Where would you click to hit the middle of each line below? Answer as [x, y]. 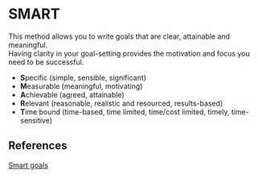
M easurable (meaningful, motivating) [81, 86]
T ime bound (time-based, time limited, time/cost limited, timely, [125, 112]
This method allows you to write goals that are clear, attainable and [119, 36]
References [38, 146]
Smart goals [28, 165]
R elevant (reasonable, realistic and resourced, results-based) [121, 103]
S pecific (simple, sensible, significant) [83, 77]
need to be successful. [46, 62]
